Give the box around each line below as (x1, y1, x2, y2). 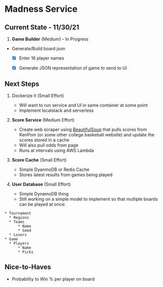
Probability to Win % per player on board (11, 276, 95, 282)
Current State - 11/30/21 (4, 23, 79, 32)
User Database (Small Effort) (11, 181, 71, 187)
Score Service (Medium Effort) (11, 117, 75, 123)
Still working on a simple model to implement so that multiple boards (19, 196, 158, 202)
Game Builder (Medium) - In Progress (11, 36, 89, 42)
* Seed (17, 228, 32, 233)
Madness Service (4, 3, 78, 15)
